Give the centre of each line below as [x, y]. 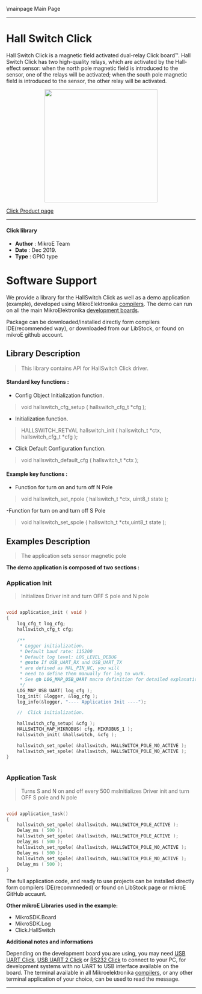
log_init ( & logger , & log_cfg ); [57, 696]
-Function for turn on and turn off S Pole [56, 511]
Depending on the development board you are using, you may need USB [96, 954]
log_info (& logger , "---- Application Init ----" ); [82, 702]
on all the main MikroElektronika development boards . [73, 310]
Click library [22, 230]
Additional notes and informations [50, 942]
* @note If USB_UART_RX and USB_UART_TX [71, 663]
